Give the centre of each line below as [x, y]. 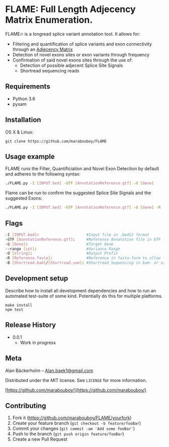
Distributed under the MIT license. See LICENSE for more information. [76, 380]
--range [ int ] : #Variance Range [63, 249]
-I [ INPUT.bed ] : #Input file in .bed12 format [77, 235]
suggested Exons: [24, 198]
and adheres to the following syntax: [43, 174]
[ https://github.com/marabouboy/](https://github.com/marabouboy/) [76, 390]
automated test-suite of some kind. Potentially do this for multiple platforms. [84, 296]
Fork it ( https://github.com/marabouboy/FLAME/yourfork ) [72, 418]
